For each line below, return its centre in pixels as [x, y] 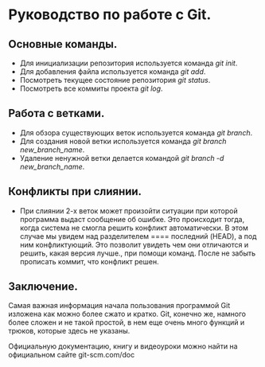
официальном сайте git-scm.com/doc [72, 355]
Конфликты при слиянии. [75, 191]
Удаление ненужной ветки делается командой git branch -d [122, 158]
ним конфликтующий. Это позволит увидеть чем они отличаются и [134, 244]
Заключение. [43, 287]
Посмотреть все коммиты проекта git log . [91, 88]
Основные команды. [63, 44]
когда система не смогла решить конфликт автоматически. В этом [134, 228]
